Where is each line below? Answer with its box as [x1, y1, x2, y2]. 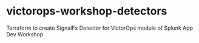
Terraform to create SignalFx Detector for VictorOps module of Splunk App [6, 24, 193, 31]
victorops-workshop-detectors [6, 4, 167, 18]
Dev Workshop [6, 30, 44, 38]
